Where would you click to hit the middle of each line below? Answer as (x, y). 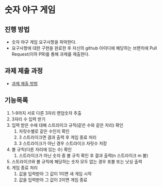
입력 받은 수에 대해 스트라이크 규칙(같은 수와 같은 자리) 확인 (67, 125)
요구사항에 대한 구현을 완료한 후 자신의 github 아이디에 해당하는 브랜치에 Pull (84, 48)
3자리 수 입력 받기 (28, 119)
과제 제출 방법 (24, 84)
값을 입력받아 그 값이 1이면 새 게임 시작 (55, 173)
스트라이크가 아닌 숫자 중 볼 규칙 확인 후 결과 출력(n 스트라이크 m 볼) (83, 155)
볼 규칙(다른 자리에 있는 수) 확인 (42, 149)
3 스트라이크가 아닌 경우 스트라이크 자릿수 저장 (63, 143)
